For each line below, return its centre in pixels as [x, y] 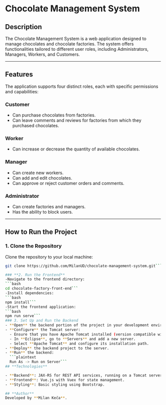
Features [19, 74]
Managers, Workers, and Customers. [42, 54]
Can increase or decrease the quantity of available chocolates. [76, 149]
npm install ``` [21, 302]
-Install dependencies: [30, 293]
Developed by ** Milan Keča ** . [36, 398]
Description [23, 27]
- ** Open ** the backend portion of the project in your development [77, 325]
